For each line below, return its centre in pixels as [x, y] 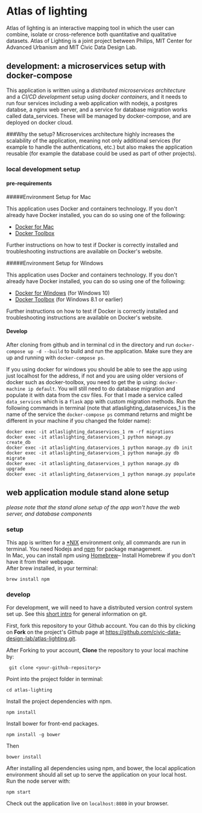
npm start [19, 792]
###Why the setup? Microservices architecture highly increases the [90, 134]
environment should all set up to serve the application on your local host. [96, 775]
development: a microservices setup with [86, 66]
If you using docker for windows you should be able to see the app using [96, 370]
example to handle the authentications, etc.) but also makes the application [99, 147]
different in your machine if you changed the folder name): [79, 421]
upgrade [16, 469]
